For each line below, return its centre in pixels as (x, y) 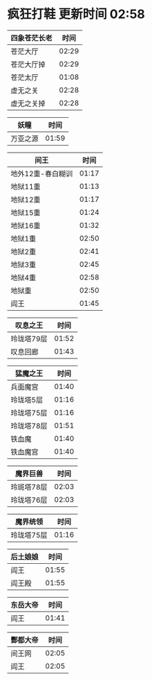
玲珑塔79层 (29, 338)
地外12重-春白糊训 (42, 173)
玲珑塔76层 (29, 500)
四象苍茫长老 (32, 37)
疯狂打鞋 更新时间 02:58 (76, 14)
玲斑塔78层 (29, 487)
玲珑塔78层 (29, 426)
